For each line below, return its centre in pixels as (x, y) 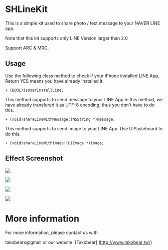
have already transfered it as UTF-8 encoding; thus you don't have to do (80, 105)
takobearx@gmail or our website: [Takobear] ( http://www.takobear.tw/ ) (79, 242)
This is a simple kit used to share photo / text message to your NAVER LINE (83, 23)
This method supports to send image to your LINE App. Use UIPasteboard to (84, 128)
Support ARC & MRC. (27, 48)
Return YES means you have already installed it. (55, 81)
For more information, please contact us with (51, 232)
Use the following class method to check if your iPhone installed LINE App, (82, 76)
